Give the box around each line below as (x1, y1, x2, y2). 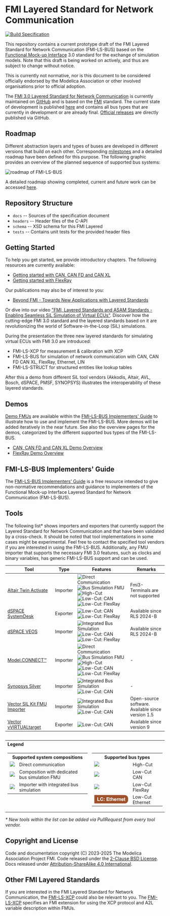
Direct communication (19, 762, 65, 768)
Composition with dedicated (19, 769, 78, 775)
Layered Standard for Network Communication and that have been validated (5, 528, 164, 534)
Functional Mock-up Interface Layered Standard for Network (5, 489, 132, 495)
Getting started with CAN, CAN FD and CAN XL (12, 272, 111, 278)
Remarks (136, 566, 156, 573)
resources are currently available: (5, 262, 75, 268)
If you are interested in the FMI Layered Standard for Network (5, 889, 134, 895)
